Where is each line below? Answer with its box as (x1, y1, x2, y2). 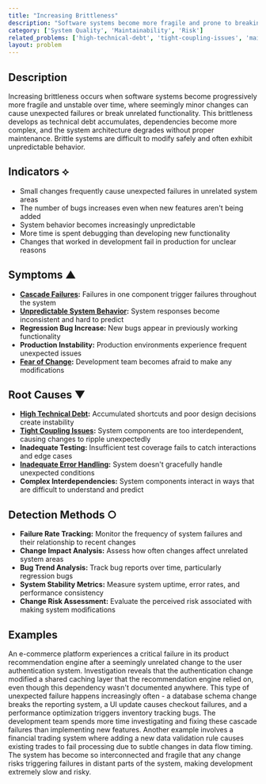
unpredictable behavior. (8, 142, 85, 152)
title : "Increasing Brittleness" (8, 11, 119, 20)
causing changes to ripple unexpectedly (19, 434, 151, 444)
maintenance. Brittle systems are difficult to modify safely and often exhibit (8, 133, 253, 143)
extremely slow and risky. (8, 767, 92, 776)
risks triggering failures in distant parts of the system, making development (8, 759, 253, 768)
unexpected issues (19, 348, 82, 358)
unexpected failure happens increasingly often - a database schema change (8, 691, 257, 701)
